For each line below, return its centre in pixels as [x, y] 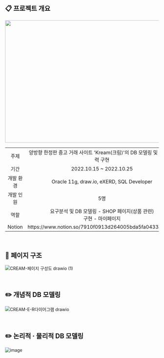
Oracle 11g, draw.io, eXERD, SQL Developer [102, 181]
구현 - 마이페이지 [102, 218]
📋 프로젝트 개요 [28, 9]
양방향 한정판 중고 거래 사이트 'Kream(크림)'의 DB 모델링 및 [93, 152]
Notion [15, 227]
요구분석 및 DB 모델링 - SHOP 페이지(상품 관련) [102, 211]
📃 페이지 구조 [24, 256]
